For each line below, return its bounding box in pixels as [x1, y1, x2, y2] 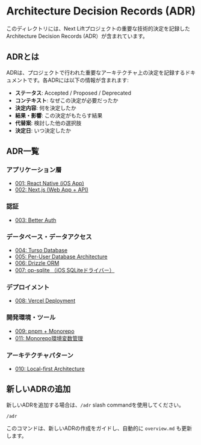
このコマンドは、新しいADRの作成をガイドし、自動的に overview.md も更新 [6, 425, 193, 432]
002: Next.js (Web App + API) [14, 186, 88, 193]
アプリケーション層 [6, 166, 62, 174]
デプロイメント [6, 283, 50, 291]
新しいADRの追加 [6, 384, 71, 394]
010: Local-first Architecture [14, 365, 85, 372]
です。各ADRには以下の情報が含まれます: [26, 76, 129, 84]
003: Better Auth [14, 216, 57, 223]
